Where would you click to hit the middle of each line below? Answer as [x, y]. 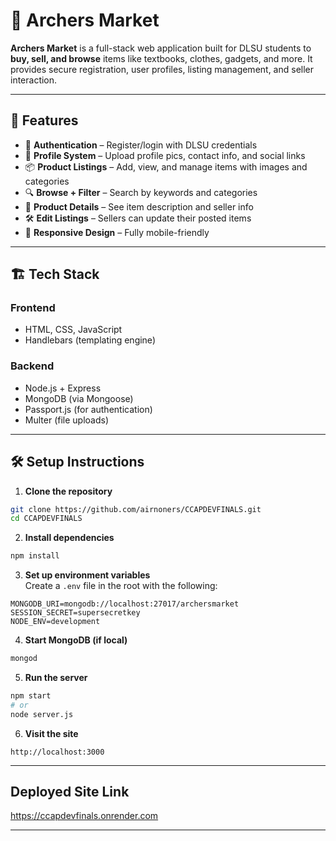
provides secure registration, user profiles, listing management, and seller [162, 69]
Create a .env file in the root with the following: [121, 586]
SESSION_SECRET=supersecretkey [75, 613]
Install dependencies [69, 538]
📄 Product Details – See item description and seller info [139, 206]
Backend [32, 366]
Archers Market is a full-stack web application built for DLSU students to [161, 48]
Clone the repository [68, 491]
